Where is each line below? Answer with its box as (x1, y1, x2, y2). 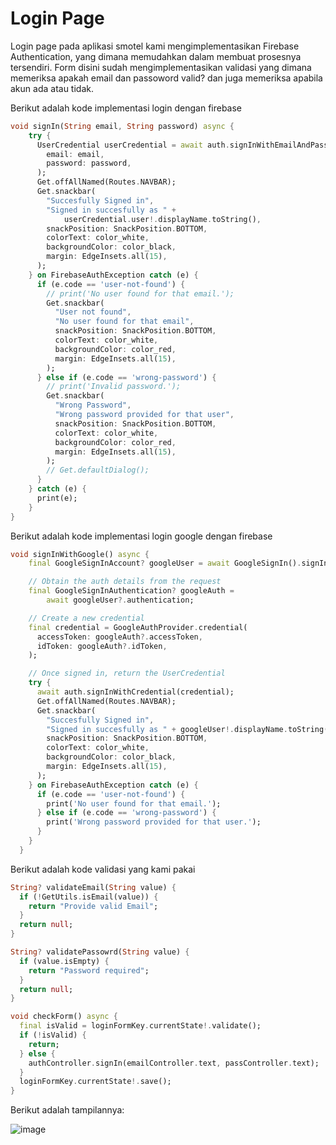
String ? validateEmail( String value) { (10, 882, 177, 892)
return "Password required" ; (28, 965, 150, 976)
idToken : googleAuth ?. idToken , (36, 641, 168, 651)
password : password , (46, 158, 132, 169)
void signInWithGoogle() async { (10, 549, 150, 559)
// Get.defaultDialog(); (46, 465, 150, 476)
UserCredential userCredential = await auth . (36, 140, 230, 150)
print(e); (36, 493, 78, 503)
